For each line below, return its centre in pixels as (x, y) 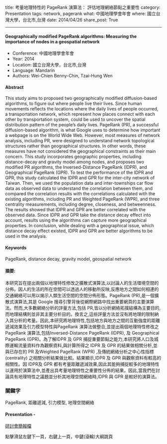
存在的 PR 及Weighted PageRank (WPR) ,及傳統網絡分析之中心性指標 (84, 352)
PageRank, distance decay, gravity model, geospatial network (68, 259)
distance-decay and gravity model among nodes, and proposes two (75, 162)
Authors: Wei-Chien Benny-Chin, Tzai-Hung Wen (62, 76)
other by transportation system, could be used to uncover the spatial (75, 119)
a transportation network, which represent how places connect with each (80, 114)
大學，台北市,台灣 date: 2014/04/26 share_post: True (64, 20)
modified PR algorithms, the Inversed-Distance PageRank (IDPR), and (76, 167)
